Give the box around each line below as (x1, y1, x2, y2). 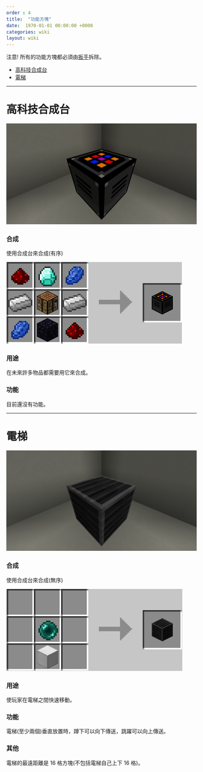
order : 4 (6, 10, 31, 16)
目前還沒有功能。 (6, 400, 49, 408)
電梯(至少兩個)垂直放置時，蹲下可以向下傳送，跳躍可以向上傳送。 (6, 728, 169, 735)
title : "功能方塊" (6, 16, 52, 22)
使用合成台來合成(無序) (6, 576, 63, 584)
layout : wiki (6, 35, 39, 42)
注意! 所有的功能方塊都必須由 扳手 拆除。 (6, 53, 105, 60)
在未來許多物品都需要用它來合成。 (6, 369, 91, 376)
